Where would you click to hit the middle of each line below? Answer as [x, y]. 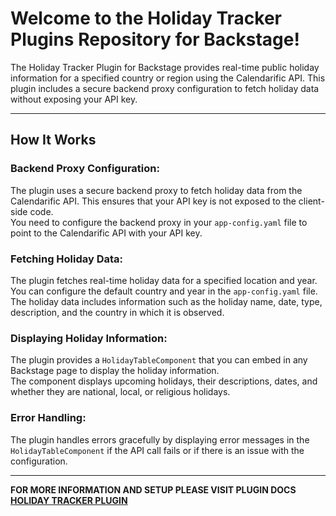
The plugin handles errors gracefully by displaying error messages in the [160, 439]
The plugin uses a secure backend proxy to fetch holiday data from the [156, 190]
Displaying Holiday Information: [89, 338]
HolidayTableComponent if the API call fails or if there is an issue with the [157, 450]
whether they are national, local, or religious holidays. [120, 392]
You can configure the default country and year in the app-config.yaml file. [164, 291]
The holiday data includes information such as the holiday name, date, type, [166, 301]
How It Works [53, 140]
